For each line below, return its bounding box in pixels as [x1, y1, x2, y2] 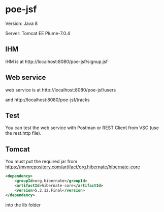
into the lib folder [5, 202, 41, 208]
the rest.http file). [5, 130, 42, 136]
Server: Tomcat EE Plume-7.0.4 [5, 30, 71, 36]
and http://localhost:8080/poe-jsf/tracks [5, 97, 90, 103]
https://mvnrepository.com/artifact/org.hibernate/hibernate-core [5, 164, 141, 170]
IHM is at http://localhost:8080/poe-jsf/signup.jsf [5, 58, 108, 65]
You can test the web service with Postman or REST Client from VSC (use [5, 125, 159, 131]
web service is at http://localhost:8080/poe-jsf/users [5, 86, 116, 93]
